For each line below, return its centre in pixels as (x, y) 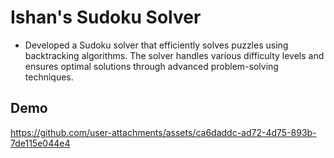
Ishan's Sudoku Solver (106, 17)
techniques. (49, 77)
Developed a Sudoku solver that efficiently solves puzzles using (156, 45)
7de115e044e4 (40, 143)
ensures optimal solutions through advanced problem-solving (151, 66)
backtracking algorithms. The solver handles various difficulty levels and (174, 55)
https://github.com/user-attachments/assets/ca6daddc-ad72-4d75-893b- (163, 132)
